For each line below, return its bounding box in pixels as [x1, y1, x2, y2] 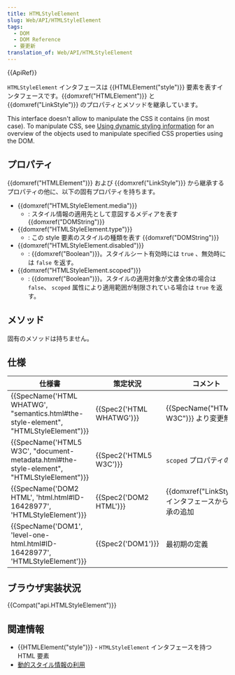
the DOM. [7, 136, 35, 145]
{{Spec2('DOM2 [95, 492, 149, 502]
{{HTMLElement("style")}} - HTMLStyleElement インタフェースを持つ [17, 643, 212, 651]
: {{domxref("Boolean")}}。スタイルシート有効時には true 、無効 [27, 249, 215, 257]
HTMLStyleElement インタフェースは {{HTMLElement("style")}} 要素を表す [7, 83, 218, 91]
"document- [33, 446, 75, 456]
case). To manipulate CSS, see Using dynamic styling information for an [7, 122, 215, 130]
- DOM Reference [13, 36, 61, 43]
